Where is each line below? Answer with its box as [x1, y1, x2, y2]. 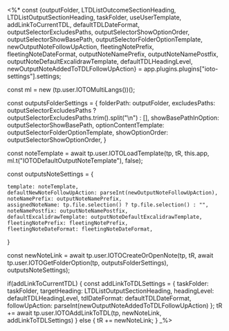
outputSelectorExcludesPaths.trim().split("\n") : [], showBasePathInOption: [7, 114, 219, 122]
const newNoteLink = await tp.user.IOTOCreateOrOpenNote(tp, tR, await [7, 251, 214, 259]
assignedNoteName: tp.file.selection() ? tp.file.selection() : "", [7, 202, 209, 208]
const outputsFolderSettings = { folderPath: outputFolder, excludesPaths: [7, 99, 216, 107]
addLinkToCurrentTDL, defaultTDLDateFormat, [7, 21, 140, 28]
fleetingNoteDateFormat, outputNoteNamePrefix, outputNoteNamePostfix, [7, 50, 219, 58]
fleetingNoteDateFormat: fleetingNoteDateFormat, [7, 226, 154, 233]
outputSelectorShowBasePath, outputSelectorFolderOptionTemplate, [7, 35, 203, 44]
